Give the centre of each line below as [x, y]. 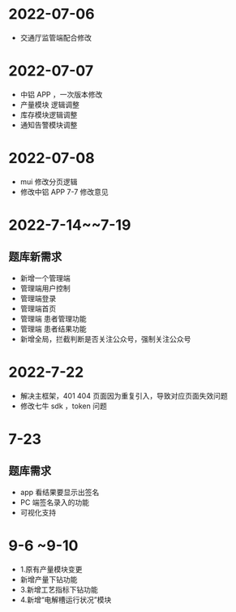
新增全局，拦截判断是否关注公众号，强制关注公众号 [105, 338]
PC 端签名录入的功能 [54, 502]
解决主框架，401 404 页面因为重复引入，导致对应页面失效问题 [124, 395]
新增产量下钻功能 [49, 579]
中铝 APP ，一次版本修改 [61, 94]
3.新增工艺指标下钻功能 [59, 589]
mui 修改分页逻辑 [49, 181]
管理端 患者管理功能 [53, 318]
